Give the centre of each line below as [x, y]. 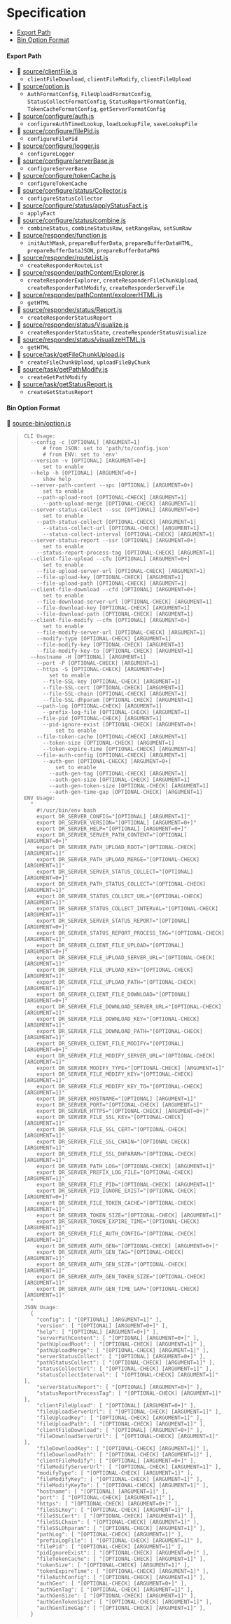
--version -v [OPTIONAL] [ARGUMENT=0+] [88, 461]
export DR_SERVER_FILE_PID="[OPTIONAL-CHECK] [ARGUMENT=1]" [126, 1185]
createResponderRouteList [65, 266]
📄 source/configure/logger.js [58, 146]
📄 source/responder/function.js [62, 236]
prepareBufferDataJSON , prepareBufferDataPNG [93, 250]
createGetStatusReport [60, 393]
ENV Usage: [40, 798]
